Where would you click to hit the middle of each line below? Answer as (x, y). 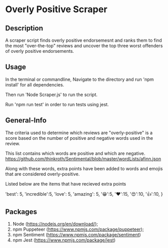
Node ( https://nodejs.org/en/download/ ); (55, 224)
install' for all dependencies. (35, 84)
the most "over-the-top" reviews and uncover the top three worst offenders (84, 46)
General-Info (26, 120)
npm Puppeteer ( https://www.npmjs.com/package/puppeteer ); (78, 229)
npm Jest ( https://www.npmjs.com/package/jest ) (64, 240)
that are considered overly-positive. (43, 174)
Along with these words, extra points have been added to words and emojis (84, 168)
